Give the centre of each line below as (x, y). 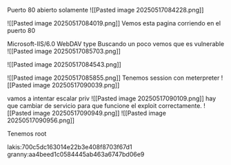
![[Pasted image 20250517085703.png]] (64, 51)
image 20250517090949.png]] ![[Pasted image (100, 113)
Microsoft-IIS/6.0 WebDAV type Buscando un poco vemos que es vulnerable (116, 44)
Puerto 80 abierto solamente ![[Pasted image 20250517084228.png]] (106, 10)
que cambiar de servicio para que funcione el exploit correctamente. (104, 106)
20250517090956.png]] (41, 120)
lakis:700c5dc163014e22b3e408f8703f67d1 (70, 147)
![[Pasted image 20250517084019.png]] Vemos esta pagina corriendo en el (114, 23)
